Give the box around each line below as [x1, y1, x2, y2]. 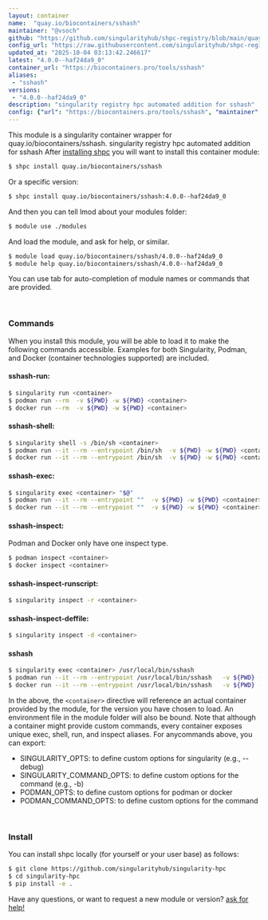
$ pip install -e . [8, 880, 73, 888]
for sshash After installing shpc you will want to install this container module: [8, 147, 260, 157]
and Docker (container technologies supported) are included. [8, 353, 210, 363]
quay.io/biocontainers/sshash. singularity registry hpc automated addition [8, 139, 251, 148]
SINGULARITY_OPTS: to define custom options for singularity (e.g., [19, 754, 241, 763]
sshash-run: [8, 371, 50, 381]
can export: [8, 738, 46, 747]
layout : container [8, 11, 69, 20]
